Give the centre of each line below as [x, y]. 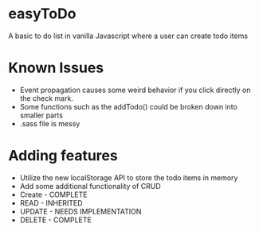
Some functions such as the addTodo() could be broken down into [128, 106]
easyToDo [42, 14]
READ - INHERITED [51, 202]
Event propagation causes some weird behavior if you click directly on [135, 90]
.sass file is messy [50, 123]
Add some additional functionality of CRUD [90, 186]
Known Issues [56, 68]
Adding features [63, 156]
